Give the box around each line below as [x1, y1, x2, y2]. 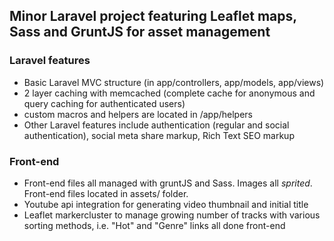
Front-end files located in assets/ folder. [23, 187, 189, 199]
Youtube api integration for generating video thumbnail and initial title [23, 198, 309, 210]
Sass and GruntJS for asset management [9, 24, 271, 41]
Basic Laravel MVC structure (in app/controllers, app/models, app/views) [23, 76, 325, 88]
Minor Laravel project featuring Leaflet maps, [9, 8, 297, 25]
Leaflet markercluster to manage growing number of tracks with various [23, 209, 321, 221]
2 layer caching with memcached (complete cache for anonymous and [23, 87, 316, 99]
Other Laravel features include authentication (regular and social [23, 119, 290, 131]
